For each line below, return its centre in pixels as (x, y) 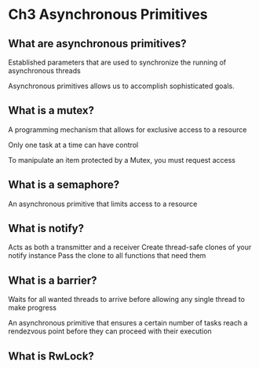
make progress (33, 307)
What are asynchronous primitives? (97, 44)
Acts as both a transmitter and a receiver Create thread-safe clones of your (130, 247)
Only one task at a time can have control (73, 145)
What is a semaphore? (64, 185)
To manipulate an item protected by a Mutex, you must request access (122, 160)
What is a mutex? (51, 110)
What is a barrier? (53, 280)
